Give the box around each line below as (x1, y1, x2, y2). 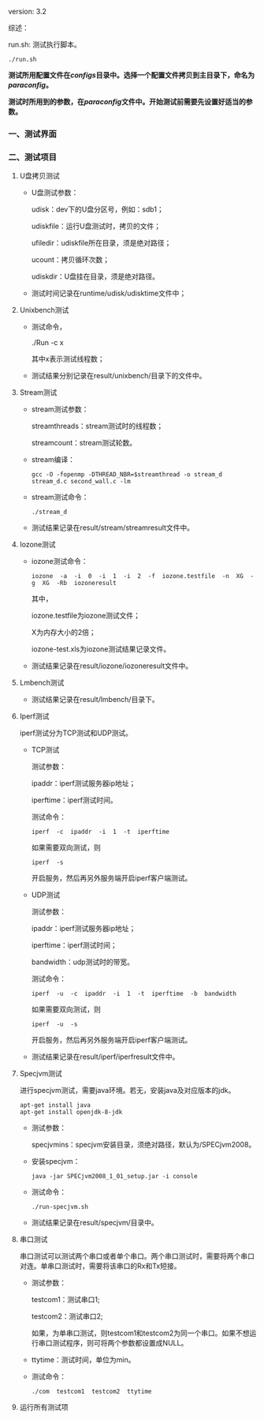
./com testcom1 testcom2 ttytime (31, 1387, 152, 1396)
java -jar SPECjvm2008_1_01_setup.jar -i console (31, 1173, 199, 1181)
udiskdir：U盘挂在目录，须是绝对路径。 (31, 272, 160, 281)
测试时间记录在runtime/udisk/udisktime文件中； (31, 288, 187, 298)
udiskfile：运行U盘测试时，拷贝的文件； (31, 221, 162, 231)
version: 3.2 (8, 7, 47, 16)
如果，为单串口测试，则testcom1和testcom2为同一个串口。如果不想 (31, 1328, 250, 1338)
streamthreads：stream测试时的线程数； (31, 422, 164, 431)
